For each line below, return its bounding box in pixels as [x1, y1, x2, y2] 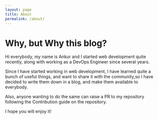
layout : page [5, 7, 32, 12]
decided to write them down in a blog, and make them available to [5, 79, 138, 85]
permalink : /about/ [5, 16, 45, 21]
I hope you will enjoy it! [5, 109, 52, 115]
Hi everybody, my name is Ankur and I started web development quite [5, 54, 146, 59]
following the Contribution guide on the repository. [5, 99, 107, 105]
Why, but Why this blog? [5, 37, 107, 49]
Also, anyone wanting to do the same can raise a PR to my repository [5, 94, 145, 100]
